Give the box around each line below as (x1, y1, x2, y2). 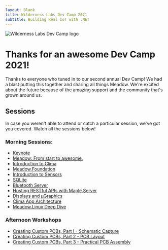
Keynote (12, 150, 30, 156)
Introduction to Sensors (12, 171, 62, 177)
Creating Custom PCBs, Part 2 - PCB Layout (12, 233, 105, 239)
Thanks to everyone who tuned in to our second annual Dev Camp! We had (5, 76, 162, 82)
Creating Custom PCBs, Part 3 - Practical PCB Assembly (12, 239, 131, 245)
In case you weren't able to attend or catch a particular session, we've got (5, 120, 160, 127)
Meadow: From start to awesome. (12, 155, 83, 161)
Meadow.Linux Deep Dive (12, 204, 66, 210)
